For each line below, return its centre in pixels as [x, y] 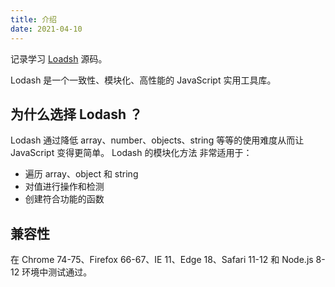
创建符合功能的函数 [64, 199]
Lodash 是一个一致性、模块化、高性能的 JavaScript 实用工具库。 [143, 80]
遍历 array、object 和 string [81, 174]
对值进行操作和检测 [64, 187]
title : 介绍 [33, 19]
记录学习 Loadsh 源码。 [59, 58]
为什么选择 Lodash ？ [76, 114]
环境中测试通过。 [57, 272]
